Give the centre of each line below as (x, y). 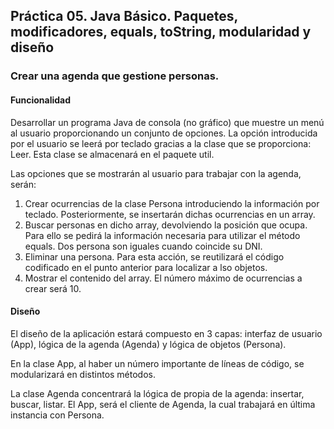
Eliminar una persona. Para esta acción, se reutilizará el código (154, 256)
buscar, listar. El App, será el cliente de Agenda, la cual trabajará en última (163, 404)
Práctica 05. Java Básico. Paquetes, (124, 16)
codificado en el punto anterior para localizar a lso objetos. (146, 267)
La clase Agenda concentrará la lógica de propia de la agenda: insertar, (157, 393)
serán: (23, 184)
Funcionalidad (41, 100)
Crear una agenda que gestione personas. (115, 76)
